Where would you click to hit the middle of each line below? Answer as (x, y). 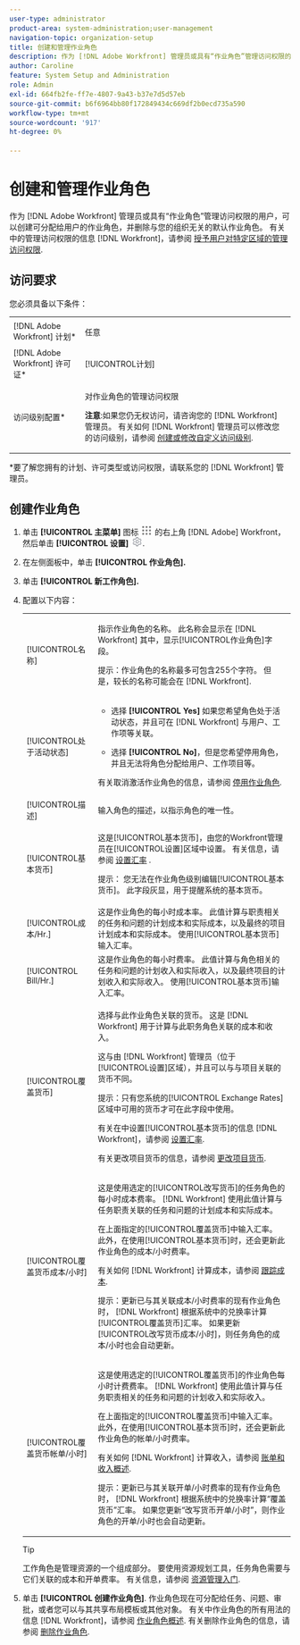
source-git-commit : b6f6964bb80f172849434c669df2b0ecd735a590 (127, 104)
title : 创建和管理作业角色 (54, 47)
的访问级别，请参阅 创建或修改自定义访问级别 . (169, 437)
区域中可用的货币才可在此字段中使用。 (168, 1109)
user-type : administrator (57, 19)
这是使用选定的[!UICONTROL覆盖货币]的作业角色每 (192, 1375)
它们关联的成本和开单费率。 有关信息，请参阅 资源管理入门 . (131, 1579)
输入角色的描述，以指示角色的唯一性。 (168, 810)
